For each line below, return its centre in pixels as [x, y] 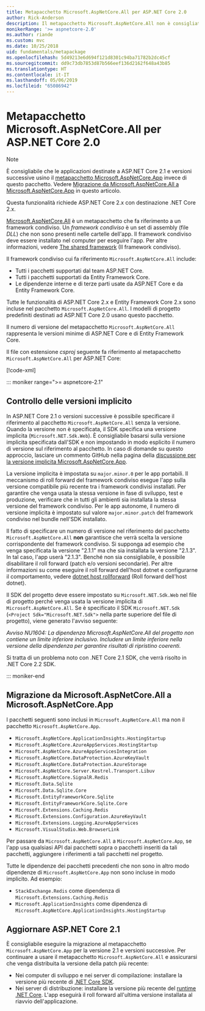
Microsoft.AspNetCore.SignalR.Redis [62, 777]
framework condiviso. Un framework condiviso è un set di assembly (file [98, 227]
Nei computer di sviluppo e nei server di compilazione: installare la [99, 975]
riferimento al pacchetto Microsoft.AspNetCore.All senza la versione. [94, 423]
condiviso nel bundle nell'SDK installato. [57, 519]
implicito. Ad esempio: [34, 879]
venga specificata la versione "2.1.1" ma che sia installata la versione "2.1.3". [101, 550]
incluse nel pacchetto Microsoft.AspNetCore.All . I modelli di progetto [94, 308]
